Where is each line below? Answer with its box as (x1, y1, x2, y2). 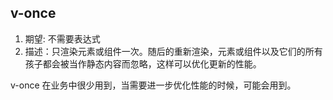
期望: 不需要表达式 (24, 32, 101, 45)
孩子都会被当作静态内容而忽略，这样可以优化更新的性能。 (24, 57, 262, 70)
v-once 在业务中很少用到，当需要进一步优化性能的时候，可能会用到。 (10, 79, 297, 91)
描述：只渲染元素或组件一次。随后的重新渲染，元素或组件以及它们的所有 (24, 45, 323, 57)
